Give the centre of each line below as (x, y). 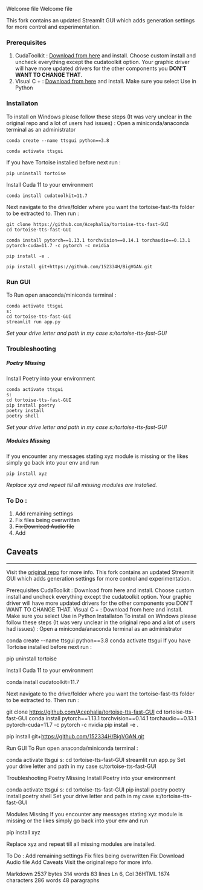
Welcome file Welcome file (39, 9)
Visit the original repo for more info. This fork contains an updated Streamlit (100, 572)
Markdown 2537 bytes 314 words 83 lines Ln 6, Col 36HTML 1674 (88, 874)
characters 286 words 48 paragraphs (53, 880)
